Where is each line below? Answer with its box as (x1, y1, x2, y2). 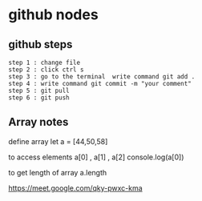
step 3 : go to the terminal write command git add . (8, 73, 196, 81)
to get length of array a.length (8, 167, 107, 177)
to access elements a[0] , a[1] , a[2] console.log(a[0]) (8, 152, 184, 162)
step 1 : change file (8, 58, 81, 66)
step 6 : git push (8, 94, 70, 102)
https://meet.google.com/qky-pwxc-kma (8, 183, 143, 193)
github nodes (8, 6, 99, 24)
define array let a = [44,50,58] (8, 136, 108, 146)
